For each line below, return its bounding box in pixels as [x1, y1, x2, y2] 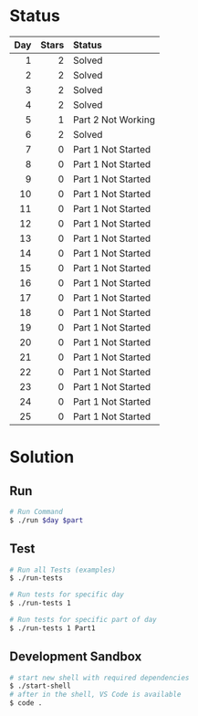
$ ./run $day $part [9, 515, 84, 525]
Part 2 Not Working [72, 113, 155, 126]
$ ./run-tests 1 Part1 [9, 623, 96, 633]
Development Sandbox [9, 649, 142, 665]
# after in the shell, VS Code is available [9, 690, 182, 700]
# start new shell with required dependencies [9, 673, 190, 682]
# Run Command [9, 507, 64, 516]
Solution [9, 447, 75, 468]
